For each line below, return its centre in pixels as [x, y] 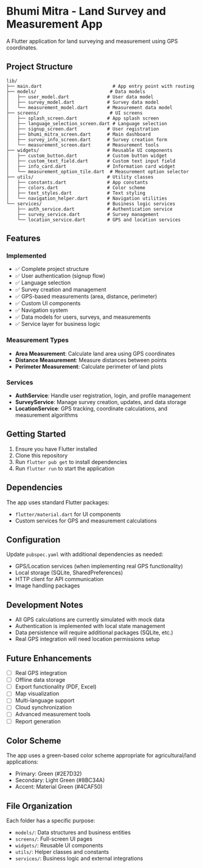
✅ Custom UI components [48, 303]
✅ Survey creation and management [61, 290]
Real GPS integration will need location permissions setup [87, 639]
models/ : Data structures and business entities [73, 833]
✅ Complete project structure [52, 269]
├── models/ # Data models [76, 92]
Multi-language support [45, 701]
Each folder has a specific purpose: [51, 821]
